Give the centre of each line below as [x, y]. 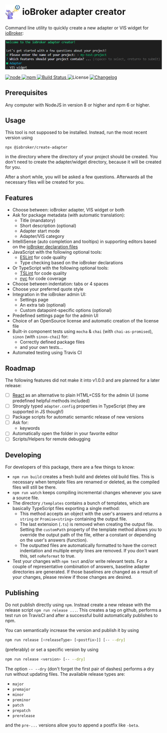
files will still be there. [35, 487]
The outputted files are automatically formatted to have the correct [88, 545]
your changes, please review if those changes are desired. [72, 577]
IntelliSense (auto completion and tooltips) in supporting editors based [84, 242]
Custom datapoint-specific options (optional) [66, 311]
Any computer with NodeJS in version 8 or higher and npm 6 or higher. [78, 105]
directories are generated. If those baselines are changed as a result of [85, 572]
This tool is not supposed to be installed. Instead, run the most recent [76, 132]
